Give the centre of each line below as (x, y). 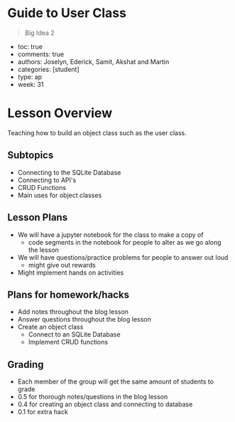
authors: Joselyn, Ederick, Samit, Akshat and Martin (93, 61)
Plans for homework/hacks (69, 294)
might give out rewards (62, 265)
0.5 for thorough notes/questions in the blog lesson (93, 397)
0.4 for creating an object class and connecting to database (105, 404)
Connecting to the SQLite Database (69, 172)
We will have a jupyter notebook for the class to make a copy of (110, 234)
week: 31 (31, 84)
